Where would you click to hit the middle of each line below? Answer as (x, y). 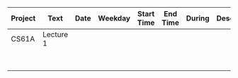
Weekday (114, 18)
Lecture (55, 34)
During (198, 18)
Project (23, 18)
